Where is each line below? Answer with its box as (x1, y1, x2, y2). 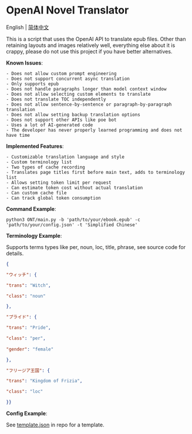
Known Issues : (6, 59, 43, 66)
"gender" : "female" (6, 346, 54, 352)
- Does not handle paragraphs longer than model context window (6, 86, 167, 92)
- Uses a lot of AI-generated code (6, 122, 93, 128)
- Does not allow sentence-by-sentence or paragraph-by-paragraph (6, 101, 172, 107)
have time (6, 132, 31, 138)
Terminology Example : (6, 232, 62, 239)
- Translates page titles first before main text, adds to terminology (6, 169, 185, 175)
